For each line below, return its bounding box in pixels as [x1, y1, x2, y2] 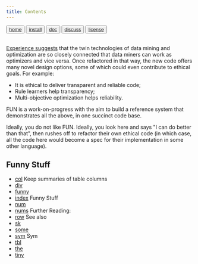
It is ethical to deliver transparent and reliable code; [14, 81, 141, 88]
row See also [14, 213, 47, 220]
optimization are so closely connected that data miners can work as [6, 51, 172, 58]
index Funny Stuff [14, 194, 58, 201]
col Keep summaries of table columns [14, 175, 108, 182]
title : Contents [6, 8, 46, 15]
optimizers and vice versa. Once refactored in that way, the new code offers [6, 57, 193, 64]
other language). [6, 142, 47, 150]
